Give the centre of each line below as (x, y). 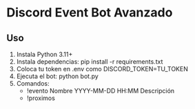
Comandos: (33, 83)
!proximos (41, 98)
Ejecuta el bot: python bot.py (58, 76)
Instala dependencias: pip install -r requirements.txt (90, 62)
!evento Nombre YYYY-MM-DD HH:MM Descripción (101, 91)
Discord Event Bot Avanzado (90, 13)
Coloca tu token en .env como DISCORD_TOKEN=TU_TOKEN (102, 69)
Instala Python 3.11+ (44, 54)
